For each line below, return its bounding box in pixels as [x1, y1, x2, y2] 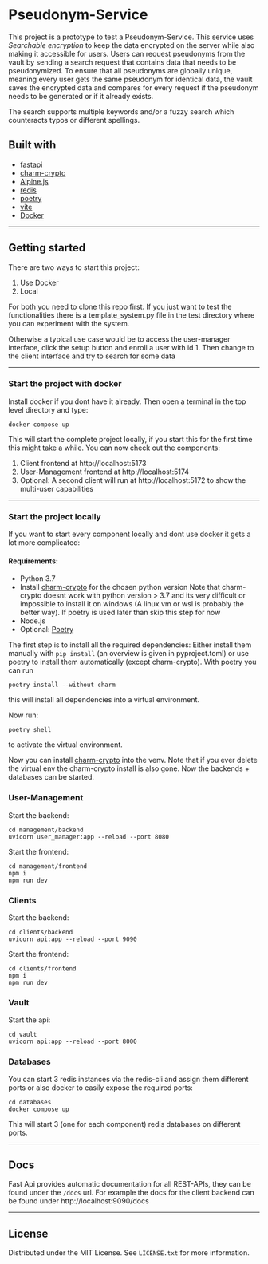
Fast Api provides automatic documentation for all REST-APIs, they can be [8, 1179, 251, 1189]
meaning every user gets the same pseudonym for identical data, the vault [8, 74, 253, 84]
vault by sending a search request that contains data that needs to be [8, 57, 237, 67]
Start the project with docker [8, 378, 122, 389]
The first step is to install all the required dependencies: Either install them [8, 640, 252, 650]
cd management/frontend [8, 862, 88, 871]
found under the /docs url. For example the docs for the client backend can [8, 1187, 255, 1198]
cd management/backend [8, 826, 84, 834]
